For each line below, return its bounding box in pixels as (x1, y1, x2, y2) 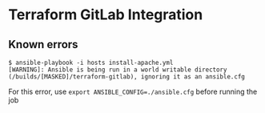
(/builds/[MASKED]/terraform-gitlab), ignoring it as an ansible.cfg (8, 73, 246, 81)
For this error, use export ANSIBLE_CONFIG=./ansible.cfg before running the (8, 87, 258, 96)
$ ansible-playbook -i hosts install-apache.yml (8, 59, 174, 67)
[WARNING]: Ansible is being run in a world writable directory (8, 66, 227, 74)
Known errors (8, 38, 78, 51)
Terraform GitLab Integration (8, 6, 203, 24)
